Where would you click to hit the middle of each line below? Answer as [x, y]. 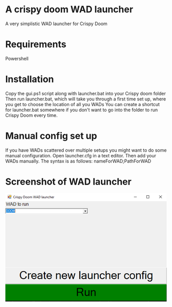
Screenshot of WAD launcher [68, 182]
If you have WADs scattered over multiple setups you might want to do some [86, 150]
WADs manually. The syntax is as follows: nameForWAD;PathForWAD [78, 161]
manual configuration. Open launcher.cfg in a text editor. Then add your [81, 155]
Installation [30, 79]
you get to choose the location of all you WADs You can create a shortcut [83, 104]
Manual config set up [51, 136]
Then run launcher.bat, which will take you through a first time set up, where [86, 99]
